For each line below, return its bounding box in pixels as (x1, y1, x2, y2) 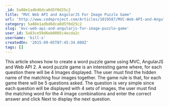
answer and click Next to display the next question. (5, 96, 112, 102)
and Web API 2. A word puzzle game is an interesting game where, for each (5, 64, 162, 70)
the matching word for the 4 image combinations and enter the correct (5, 90, 151, 96)
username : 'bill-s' (5, 36, 46, 41)
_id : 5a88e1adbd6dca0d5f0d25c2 (5, 7, 71, 13)
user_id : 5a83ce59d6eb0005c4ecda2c (5, 31, 80, 36)
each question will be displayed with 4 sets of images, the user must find (5, 85, 156, 91)
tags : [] (5, 45, 24, 50)
